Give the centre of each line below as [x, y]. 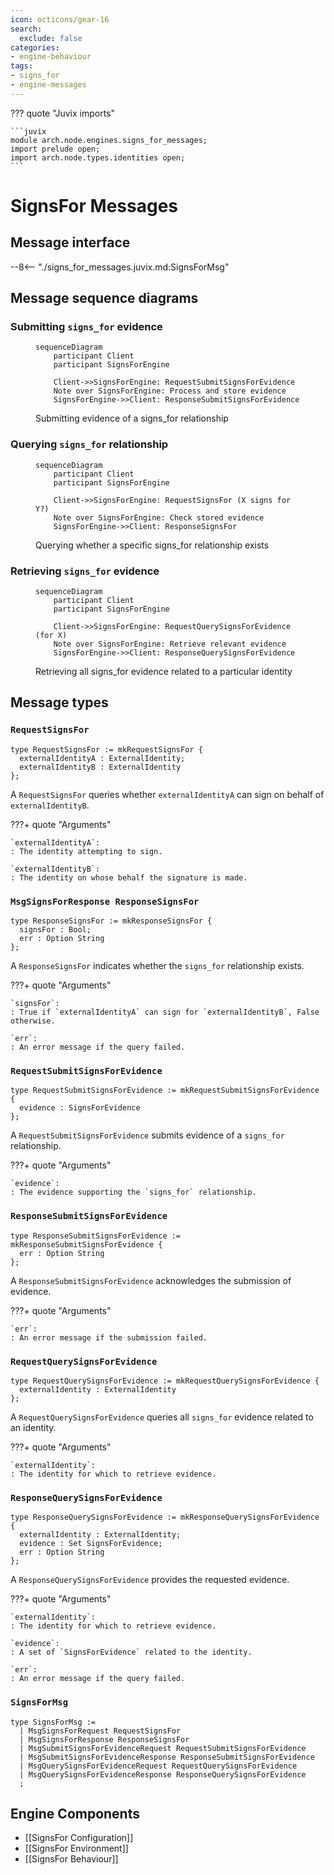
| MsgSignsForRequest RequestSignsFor [100, 1731]
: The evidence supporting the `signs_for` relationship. [133, 1192]
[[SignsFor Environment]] [76, 1848]
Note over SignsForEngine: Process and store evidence [170, 391]
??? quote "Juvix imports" [62, 113]
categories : [35, 47]
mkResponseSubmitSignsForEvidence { [86, 1244]
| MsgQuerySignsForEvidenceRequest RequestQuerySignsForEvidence [158, 1766]
